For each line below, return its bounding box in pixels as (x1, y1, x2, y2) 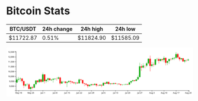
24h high (80, 26, 104, 33)
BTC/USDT (9, 26, 37, 33)
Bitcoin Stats (6, 4, 71, 18)
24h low (114, 26, 136, 33)
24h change (42, 26, 73, 33)
